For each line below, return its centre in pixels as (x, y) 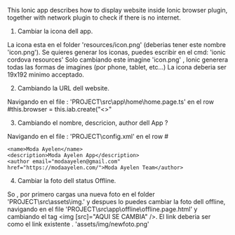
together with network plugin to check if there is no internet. (94, 18)
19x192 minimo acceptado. (46, 74)
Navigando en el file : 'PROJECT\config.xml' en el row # (88, 136)
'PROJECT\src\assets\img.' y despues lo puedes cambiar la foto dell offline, (116, 202)
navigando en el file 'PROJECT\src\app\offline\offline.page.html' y (102, 209)
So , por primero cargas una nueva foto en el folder (81, 194)
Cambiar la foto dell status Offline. (67, 181)
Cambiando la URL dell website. (63, 88)
